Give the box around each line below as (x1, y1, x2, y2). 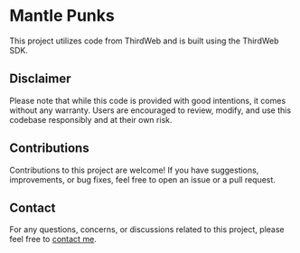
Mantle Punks (9, 5, 115, 26)
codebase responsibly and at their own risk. (9, 114, 173, 125)
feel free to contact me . (9, 234, 97, 245)
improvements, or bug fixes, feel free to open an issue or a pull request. (9, 173, 276, 185)
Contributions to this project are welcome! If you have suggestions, (9, 164, 259, 175)
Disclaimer (9, 71, 71, 87)
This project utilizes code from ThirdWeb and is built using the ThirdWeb (9, 35, 279, 46)
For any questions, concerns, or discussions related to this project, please (9, 224, 285, 235)
